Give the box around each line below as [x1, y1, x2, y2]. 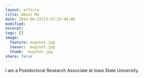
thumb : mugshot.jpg [10, 49, 53, 54]
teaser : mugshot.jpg [10, 44, 55, 49]
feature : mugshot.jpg [10, 40, 55, 45]
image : [5, 35, 19, 40]
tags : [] [5, 30, 24, 35]
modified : [5, 21, 26, 26]
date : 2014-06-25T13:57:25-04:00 [5, 16, 76, 21]
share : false [5, 53, 33, 59]
